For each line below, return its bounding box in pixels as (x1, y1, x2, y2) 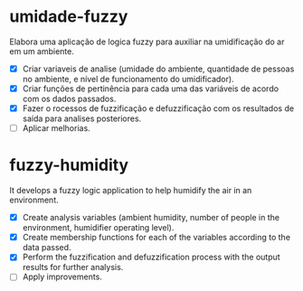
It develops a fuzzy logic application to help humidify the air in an (9, 185, 252, 196)
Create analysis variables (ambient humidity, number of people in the (22, 212, 280, 223)
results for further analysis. (22, 262, 124, 273)
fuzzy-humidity (9, 155, 129, 175)
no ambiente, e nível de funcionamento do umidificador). (22, 74, 234, 84)
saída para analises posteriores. (22, 113, 142, 124)
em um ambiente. (9, 45, 75, 56)
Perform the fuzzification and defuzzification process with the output (22, 251, 280, 263)
